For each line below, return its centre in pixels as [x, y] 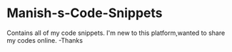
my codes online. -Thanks [45, 40]
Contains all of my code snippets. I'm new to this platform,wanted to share [116, 33]
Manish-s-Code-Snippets [85, 13]
